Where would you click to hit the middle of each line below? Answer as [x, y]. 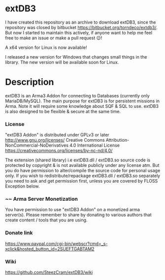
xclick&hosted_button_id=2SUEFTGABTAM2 [50, 249]
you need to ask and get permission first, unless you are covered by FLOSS [82, 181]
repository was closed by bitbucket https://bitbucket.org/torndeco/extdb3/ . [81, 27]
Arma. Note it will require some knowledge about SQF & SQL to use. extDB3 [82, 106]
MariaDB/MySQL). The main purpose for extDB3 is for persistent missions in [82, 101]
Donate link [19, 233]
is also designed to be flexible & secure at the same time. [63, 111]
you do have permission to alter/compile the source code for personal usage [83, 171]
